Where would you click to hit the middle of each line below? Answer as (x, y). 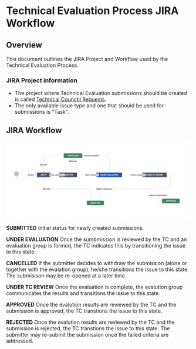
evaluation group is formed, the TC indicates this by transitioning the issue (96, 245)
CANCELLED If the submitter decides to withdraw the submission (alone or (97, 263)
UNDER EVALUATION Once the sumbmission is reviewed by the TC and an (97, 239)
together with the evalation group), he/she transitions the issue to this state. (97, 269)
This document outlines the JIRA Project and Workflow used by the (87, 59)
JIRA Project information (42, 80)
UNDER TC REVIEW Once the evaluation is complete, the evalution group (94, 287)
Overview (24, 45)
